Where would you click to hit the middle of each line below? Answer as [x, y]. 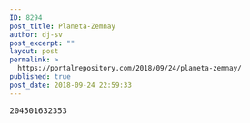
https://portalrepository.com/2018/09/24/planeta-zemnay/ [130, 69]
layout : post [34, 52]
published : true [40, 77]
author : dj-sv [36, 34]
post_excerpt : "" [42, 43]
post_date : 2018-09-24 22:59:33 [70, 85]
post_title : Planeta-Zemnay [63, 26]
